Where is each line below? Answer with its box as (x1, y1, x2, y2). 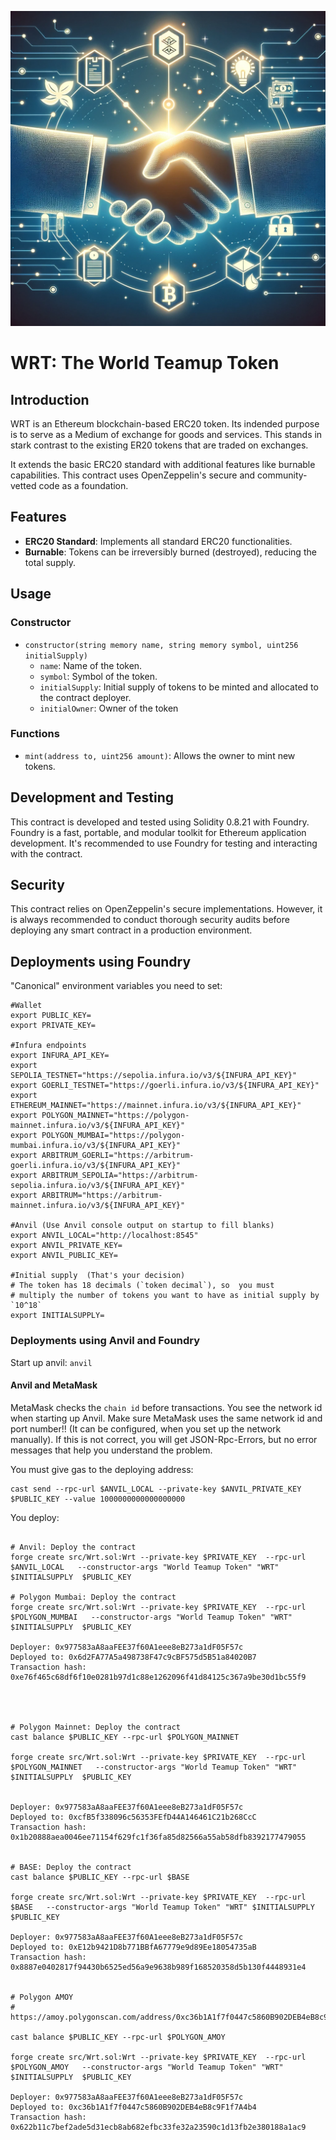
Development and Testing (10, 789, 175, 806)
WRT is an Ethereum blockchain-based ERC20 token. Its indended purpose (10, 418, 320, 430)
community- (257, 469, 308, 481)
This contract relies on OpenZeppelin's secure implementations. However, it (10, 903, 323, 915)
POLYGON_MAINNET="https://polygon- (41, 1111, 190, 1121)
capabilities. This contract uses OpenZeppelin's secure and (10, 469, 256, 481)
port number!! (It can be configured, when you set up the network (10, 1422, 282, 1435)
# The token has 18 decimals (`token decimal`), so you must (10, 1281, 275, 1291)
